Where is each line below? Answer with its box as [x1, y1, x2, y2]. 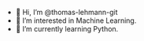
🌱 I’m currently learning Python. [15, 24, 119, 33]
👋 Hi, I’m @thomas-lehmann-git [15, 8, 118, 17]
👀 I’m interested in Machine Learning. [15, 16, 137, 25]
